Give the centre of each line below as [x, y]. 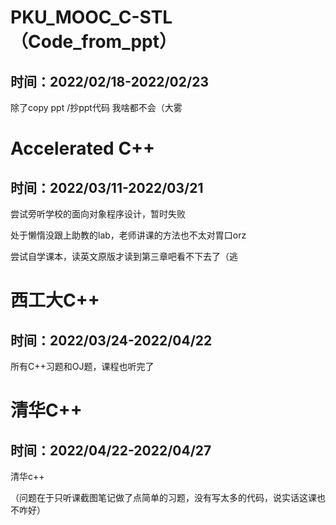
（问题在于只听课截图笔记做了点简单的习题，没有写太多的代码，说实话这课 [163, 497]
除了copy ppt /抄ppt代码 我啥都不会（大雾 [96, 107]
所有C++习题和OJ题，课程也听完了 [82, 366]
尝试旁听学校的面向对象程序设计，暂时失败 [98, 214]
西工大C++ [55, 300]
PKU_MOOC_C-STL [91, 17]
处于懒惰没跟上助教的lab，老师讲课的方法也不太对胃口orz [128, 235]
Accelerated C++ [83, 148]
